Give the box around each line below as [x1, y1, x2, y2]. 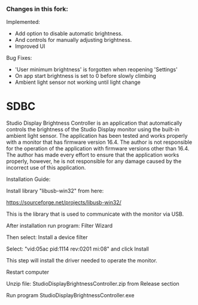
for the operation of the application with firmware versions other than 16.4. [6, 145, 190, 152]
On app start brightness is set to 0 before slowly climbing [14, 73, 157, 80]
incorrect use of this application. [6, 164, 86, 171]
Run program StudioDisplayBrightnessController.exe [6, 292, 135, 299]
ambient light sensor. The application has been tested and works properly [6, 132, 188, 140]
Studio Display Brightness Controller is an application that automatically [6, 119, 182, 127]
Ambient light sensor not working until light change [14, 78, 141, 86]
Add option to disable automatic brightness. [14, 30, 123, 37]
